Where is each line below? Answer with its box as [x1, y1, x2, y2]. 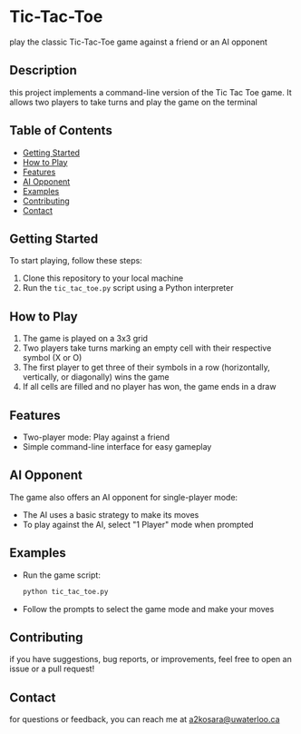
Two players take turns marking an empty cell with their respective [22, 342, 272, 353]
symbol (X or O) [22, 352, 83, 363]
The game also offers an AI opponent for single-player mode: [9, 491, 238, 502]
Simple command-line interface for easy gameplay [22, 441, 212, 451]
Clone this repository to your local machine [22, 273, 184, 283]
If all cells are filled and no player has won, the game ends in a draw [22, 382, 277, 392]
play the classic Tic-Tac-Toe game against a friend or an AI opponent [9, 36, 267, 47]
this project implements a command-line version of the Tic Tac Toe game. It [9, 86, 292, 97]
